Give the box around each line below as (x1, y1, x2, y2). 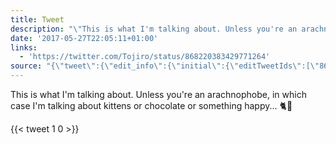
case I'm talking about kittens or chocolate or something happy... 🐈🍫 (10, 100, 293, 111)
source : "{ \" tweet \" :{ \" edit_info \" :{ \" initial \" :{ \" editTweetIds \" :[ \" (10, 61, 320, 71)
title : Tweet (10, 14, 65, 25)
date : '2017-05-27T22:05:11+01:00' (10, 33, 159, 43)
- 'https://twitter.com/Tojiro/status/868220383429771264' (19, 52, 271, 62)
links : (10, 42, 38, 53)
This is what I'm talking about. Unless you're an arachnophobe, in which (10, 89, 307, 100)
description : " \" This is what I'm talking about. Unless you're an (10, 24, 298, 34)
